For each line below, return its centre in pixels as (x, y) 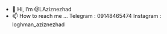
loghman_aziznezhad (38, 24)
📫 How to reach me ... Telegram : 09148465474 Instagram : (87, 16)
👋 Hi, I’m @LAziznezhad (42, 9)
